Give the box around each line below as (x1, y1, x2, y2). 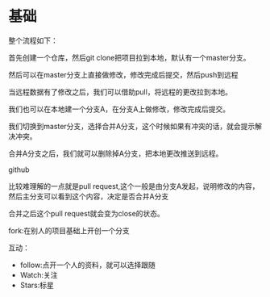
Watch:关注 (19, 270, 58, 279)
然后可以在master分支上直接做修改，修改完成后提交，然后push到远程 (8, 69, 239, 79)
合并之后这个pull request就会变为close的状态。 (8, 208, 165, 218)
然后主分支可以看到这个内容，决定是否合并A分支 (8, 191, 169, 201)
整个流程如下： (8, 36, 58, 45)
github (8, 165, 30, 174)
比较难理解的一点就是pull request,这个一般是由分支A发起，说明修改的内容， (8, 181, 260, 190)
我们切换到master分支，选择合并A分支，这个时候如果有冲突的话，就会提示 (8, 121, 255, 131)
